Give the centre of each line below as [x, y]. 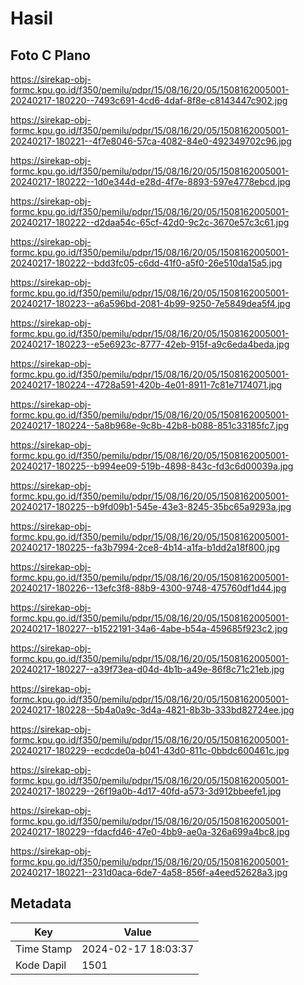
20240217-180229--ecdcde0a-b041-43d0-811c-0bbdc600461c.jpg [150, 750]
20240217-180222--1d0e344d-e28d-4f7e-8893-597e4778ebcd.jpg [150, 181]
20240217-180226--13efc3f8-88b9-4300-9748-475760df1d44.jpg [148, 588]
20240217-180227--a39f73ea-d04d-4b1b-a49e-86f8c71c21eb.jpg [147, 669]
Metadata [41, 903]
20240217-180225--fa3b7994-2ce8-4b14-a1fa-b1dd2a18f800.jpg [145, 547]
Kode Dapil [41, 965]
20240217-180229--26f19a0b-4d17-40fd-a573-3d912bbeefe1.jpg [146, 791]
